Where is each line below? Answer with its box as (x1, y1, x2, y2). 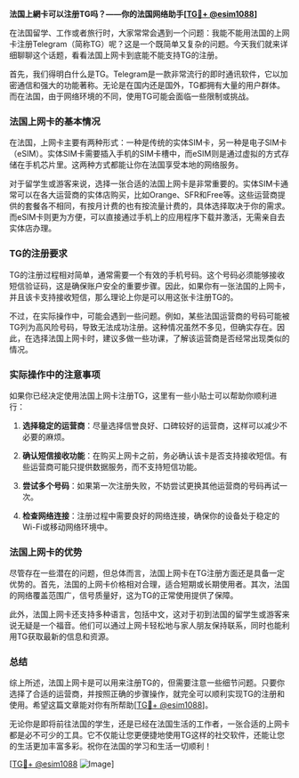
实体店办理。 (9, 223, 56, 234)
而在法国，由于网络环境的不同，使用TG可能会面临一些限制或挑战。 (9, 91, 255, 101)
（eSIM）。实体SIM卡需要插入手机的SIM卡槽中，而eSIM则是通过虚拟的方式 (9, 149, 282, 159)
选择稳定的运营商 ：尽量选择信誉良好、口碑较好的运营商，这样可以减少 (21, 420, 280, 431)
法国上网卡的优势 (9, 546, 83, 558)
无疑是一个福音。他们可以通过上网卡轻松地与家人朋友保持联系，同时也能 (16, 620, 282, 631)
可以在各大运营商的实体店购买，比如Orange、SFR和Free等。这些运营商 (16, 190, 279, 200)
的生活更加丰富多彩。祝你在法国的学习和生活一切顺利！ (9, 741, 212, 751)
